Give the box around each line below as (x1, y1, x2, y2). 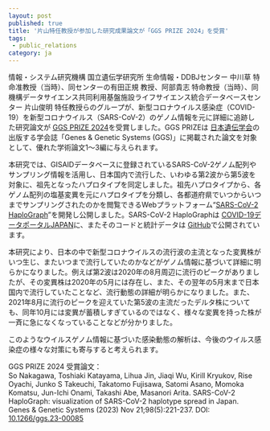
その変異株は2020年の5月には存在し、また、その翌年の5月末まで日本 (29, 277, 260, 286)
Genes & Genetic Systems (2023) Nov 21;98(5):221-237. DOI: (8, 405, 211, 414)
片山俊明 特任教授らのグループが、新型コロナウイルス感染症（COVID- (23, 102, 256, 112)
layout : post (8, 11, 52, 20)
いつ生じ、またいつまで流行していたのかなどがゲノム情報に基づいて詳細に (8, 257, 255, 266)
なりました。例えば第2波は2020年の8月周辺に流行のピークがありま (29, 267, 253, 277)
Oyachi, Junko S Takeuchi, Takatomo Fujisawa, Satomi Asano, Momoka (8, 380, 244, 388)
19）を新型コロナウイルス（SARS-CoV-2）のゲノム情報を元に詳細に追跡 (8, 113, 248, 121)
